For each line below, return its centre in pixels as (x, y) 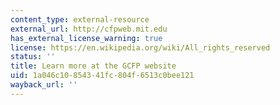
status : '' (33, 57)
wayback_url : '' (44, 85)
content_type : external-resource (80, 19)
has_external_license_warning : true (86, 38)
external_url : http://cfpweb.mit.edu (89, 29)
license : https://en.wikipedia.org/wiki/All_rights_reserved (140, 47)
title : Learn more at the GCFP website (93, 66)
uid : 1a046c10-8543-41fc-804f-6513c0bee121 (102, 76)
